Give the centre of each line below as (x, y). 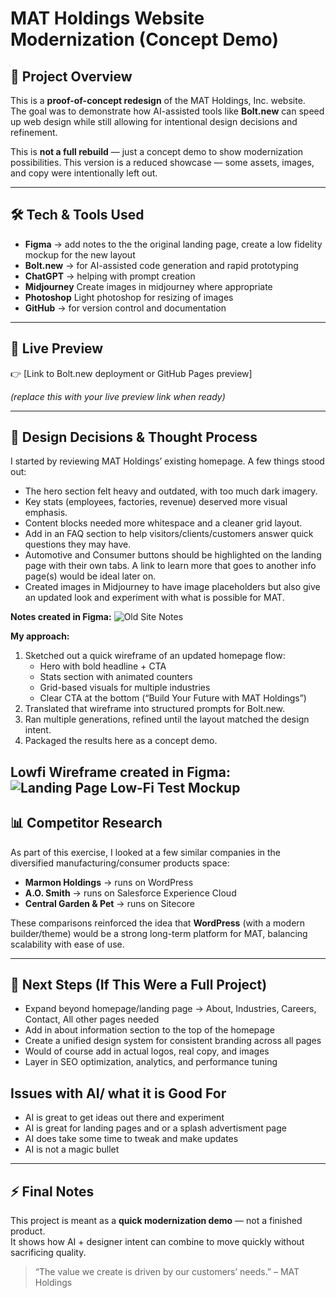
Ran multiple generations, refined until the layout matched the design (167, 719)
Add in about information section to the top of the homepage (149, 1030)
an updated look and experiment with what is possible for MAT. (154, 598)
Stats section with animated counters (116, 677)
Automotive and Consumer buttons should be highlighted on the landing (173, 555)
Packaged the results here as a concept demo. (121, 741)
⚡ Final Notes (52, 1191)
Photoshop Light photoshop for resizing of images (129, 297)
